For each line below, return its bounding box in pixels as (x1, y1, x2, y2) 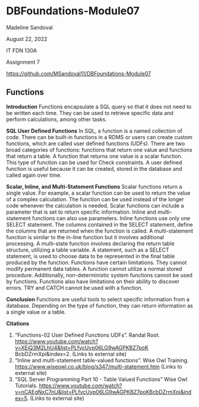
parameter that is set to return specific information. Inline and (6, 208, 156, 215)
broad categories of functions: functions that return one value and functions (6, 146, 192, 153)
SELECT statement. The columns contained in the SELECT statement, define (6, 221, 193, 228)
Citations (6, 320, 30, 327)
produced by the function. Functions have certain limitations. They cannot (6, 259, 187, 266)
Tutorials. (14, 382, 38, 389)
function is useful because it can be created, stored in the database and (6, 165, 182, 172)
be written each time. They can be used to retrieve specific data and (6, 109, 173, 117)
